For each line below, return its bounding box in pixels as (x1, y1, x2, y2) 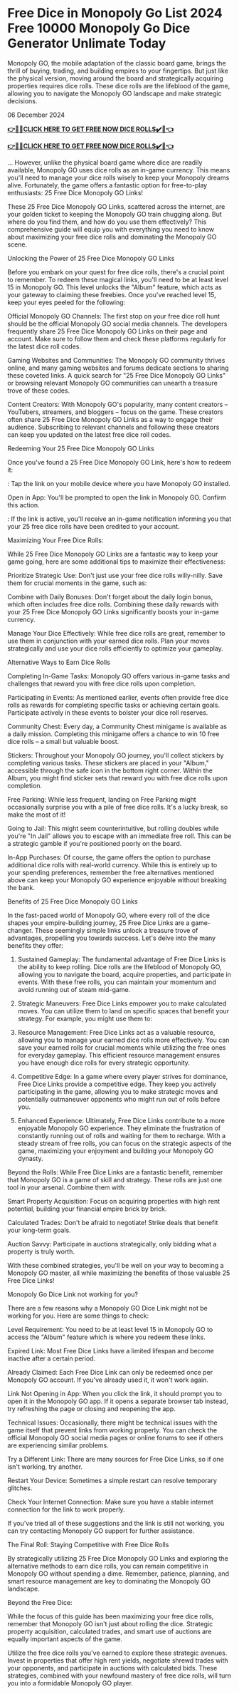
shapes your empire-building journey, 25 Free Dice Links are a (7, 918, 190, 927)
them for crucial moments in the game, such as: (7, 579, 147, 587)
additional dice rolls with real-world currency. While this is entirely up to (7, 860, 218, 869)
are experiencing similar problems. (7, 1441, 109, 1450)
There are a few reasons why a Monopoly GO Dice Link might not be (7, 1303, 208, 1312)
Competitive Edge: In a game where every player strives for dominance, (17, 1072, 228, 1080)
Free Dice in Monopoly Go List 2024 (7, 5, 223, 21)
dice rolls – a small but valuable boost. (7, 737, 119, 745)
